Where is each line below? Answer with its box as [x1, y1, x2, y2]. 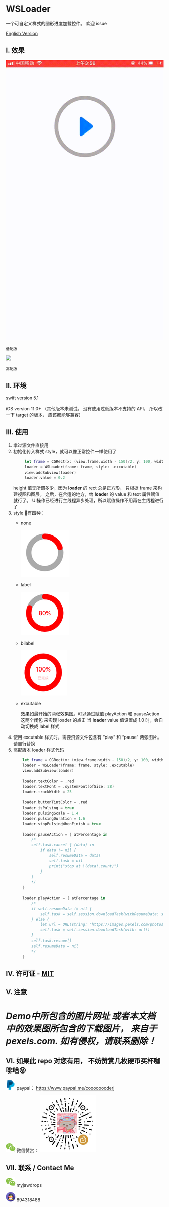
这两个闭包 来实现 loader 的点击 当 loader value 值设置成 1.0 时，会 [20, 717, 159, 723]
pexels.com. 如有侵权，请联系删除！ [6, 1035, 157, 1047]
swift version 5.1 [6, 395, 39, 401]
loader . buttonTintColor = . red [22, 800, 88, 805]
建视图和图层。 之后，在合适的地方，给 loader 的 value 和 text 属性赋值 [13, 491, 160, 497]
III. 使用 [6, 428, 29, 436]
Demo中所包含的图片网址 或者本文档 [6, 1010, 156, 1022]
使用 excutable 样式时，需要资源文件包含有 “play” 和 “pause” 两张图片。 [13, 734, 162, 741]
